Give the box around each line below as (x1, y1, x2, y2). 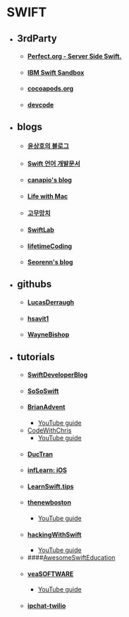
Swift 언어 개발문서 (27, 159, 80, 168)
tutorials (16, 351, 55, 363)
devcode (27, 100, 54, 109)
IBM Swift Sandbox (27, 68, 85, 76)
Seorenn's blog (27, 258, 73, 266)
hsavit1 (27, 314, 49, 322)
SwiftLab (27, 225, 54, 234)
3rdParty (16, 33, 57, 45)
